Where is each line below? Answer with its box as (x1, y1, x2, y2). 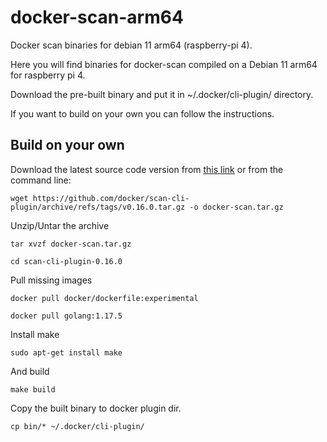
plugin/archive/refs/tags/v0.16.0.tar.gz (10, 202, 186, 212)
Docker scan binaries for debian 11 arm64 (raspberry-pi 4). (10, 39, 253, 51)
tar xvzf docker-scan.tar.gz (10, 239, 132, 249)
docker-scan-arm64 (10, 6, 184, 29)
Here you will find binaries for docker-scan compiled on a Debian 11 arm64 (10, 58, 318, 70)
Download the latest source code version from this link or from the (10, 163, 284, 175)
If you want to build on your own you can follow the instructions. (10, 107, 275, 120)
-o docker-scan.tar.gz (189, 202, 284, 212)
